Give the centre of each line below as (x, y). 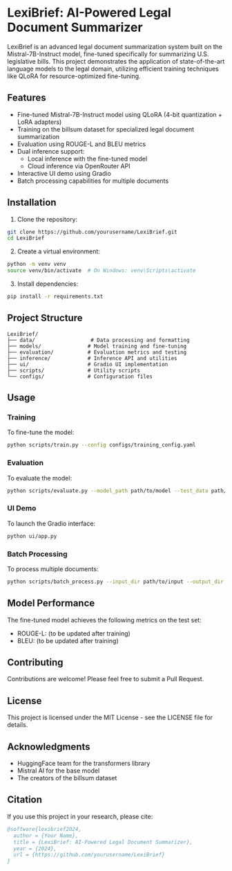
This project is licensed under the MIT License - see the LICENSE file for (110, 717)
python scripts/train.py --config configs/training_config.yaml (101, 445)
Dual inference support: (51, 151)
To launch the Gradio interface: (51, 523)
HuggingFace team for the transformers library (84, 764)
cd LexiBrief (26, 238)
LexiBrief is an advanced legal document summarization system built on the (115, 46)
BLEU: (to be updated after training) (68, 640)
